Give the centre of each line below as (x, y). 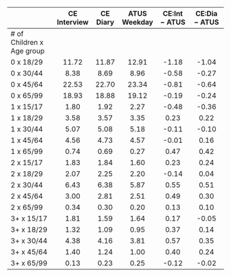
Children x (27, 42)
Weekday (137, 22)
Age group (27, 51)
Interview (73, 22)
